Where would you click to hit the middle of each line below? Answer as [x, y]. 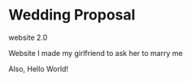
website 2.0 [28, 37]
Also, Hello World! [39, 69]
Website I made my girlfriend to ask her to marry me [95, 53]
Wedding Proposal [72, 15]
